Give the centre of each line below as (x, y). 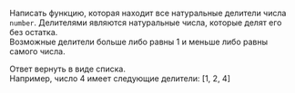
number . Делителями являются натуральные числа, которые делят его (146, 23)
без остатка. (34, 32)
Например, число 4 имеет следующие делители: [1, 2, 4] (120, 79)
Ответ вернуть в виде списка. (67, 69)
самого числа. (37, 51)
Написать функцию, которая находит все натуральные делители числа (148, 13)
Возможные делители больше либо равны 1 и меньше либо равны (139, 42)
